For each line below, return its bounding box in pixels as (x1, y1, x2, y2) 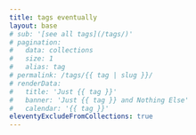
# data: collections (9, 46, 94, 55)
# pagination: (9, 37, 62, 47)
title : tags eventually (9, 12, 98, 22)
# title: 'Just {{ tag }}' (9, 87, 118, 96)
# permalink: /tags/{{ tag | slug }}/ (9, 71, 153, 80)
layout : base (9, 21, 58, 30)
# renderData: (9, 79, 62, 88)
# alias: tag (9, 63, 66, 72)
